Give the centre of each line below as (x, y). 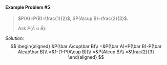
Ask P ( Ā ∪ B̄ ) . (32, 29)
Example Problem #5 (28, 7)
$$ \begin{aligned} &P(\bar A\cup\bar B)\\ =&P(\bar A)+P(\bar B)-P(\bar (86, 47)
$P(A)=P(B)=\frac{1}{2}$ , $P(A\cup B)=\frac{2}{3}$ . (73, 18)
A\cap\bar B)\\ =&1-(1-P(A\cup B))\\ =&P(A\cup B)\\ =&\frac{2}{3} (86, 52)
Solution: (15, 38)
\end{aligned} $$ (86, 57)
